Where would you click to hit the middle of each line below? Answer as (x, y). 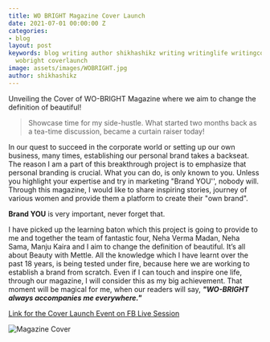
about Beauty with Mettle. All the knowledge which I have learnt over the (129, 255)
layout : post (30, 46)
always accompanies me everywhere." (75, 298)
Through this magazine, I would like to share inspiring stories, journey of (128, 189)
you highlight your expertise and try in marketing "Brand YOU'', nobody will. (134, 181)
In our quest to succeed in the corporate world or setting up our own (122, 146)
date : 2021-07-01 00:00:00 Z (57, 23)
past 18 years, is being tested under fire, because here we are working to (129, 263)
